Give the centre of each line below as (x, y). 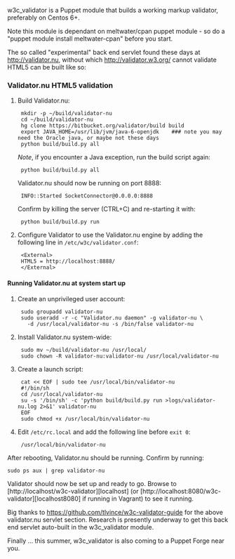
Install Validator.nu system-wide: (65, 337)
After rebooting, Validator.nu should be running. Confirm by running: (106, 458)
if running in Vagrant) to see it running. (138, 499)
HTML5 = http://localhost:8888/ (68, 262)
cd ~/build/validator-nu (57, 120)
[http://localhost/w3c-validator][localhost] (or (73, 491)
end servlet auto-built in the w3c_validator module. (81, 527)
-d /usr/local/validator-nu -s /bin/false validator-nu (110, 324)
